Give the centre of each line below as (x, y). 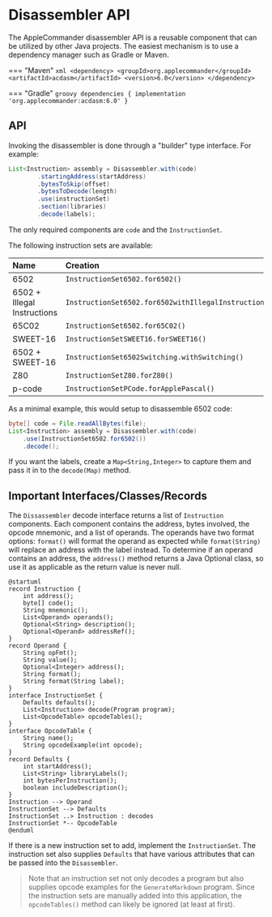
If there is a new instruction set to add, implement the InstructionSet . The (132, 846)
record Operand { (38, 646)
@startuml (25, 582)
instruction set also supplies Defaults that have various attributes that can (132, 855)
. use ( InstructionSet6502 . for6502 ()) (85, 439)
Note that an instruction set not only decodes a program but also (136, 879)
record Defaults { (39, 760)
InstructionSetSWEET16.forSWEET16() (136, 339)
